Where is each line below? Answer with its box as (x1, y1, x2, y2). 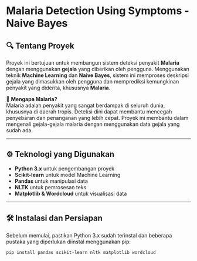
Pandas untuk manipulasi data (14, 178, 88, 185)
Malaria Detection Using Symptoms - (6, 4, 189, 18)
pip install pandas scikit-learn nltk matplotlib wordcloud (6, 249, 157, 255)
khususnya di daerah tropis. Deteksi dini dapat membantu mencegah (6, 108, 172, 115)
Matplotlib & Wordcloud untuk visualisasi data (14, 190, 127, 197)
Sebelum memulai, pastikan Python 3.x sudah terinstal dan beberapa (6, 232, 172, 239)
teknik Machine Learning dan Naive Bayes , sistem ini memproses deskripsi (6, 72, 189, 79)
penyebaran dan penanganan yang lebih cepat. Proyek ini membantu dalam (6, 115, 189, 121)
